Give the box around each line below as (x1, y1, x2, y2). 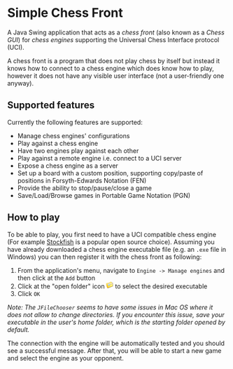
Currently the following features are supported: (7, 118, 143, 126)
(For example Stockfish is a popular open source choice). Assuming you (7, 237, 215, 246)
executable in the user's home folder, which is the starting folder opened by (7, 318, 226, 326)
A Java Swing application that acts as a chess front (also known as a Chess (7, 28, 225, 36)
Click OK (17, 289, 41, 297)
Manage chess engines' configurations (17, 131, 130, 140)
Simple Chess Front (7, 5, 124, 21)
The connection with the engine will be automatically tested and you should (7, 339, 225, 347)
